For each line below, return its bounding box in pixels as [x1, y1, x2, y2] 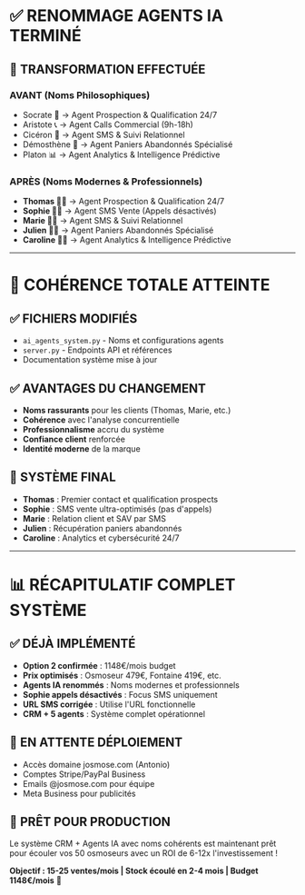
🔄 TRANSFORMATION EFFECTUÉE [9, 61, 206, 77]
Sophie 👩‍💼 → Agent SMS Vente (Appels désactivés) [22, 205, 217, 216]
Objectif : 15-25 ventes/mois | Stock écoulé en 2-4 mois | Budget [9, 865, 259, 877]
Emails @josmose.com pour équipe [22, 778, 155, 789]
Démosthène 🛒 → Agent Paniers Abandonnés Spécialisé [22, 138, 233, 150]
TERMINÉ [9, 25, 82, 46]
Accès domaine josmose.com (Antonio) [22, 759, 171, 770]
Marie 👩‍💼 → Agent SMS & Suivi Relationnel [22, 215, 183, 226]
